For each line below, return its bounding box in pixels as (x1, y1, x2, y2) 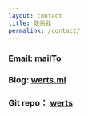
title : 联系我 (8, 19, 52, 27)
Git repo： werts (8, 98, 74, 109)
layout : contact (8, 11, 62, 20)
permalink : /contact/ (8, 26, 81, 34)
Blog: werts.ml (8, 74, 66, 86)
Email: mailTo (8, 53, 62, 64)
